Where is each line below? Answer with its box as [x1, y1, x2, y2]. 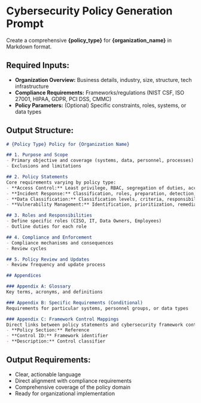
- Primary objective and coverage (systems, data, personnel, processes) [6, 157, 194, 164]
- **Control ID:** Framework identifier [6, 333, 109, 339]
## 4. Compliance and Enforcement [6, 234, 93, 240]
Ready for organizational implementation [14, 390, 115, 397]
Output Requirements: [6, 355, 91, 365]
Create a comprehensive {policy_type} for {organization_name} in [6, 36, 172, 44]
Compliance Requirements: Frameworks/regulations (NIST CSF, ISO [14, 88, 184, 96]
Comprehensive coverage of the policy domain [14, 383, 130, 390]
